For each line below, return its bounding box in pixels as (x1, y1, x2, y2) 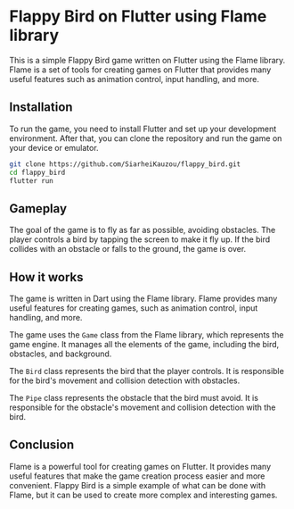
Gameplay (9, 201, 68, 216)
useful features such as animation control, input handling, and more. (9, 73, 260, 84)
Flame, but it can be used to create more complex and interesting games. (9, 489, 278, 500)
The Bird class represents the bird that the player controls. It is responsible (9, 366, 285, 376)
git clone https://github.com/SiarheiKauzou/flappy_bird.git (9, 159, 241, 169)
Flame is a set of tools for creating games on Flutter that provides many (9, 64, 272, 75)
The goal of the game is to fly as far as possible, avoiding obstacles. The (9, 225, 276, 236)
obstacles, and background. (9, 348, 112, 359)
